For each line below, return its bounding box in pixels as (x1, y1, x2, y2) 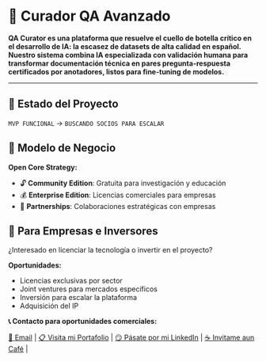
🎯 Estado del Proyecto (8, 97, 119, 111)
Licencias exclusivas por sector (19, 276, 123, 286)
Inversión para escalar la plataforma (19, 293, 137, 302)
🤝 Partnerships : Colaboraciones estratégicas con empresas (19, 201, 216, 211)
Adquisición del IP (19, 301, 79, 311)
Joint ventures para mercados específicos (19, 284, 158, 294)
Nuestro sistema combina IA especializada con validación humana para (8, 50, 249, 59)
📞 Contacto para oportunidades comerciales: (8, 317, 158, 326)
